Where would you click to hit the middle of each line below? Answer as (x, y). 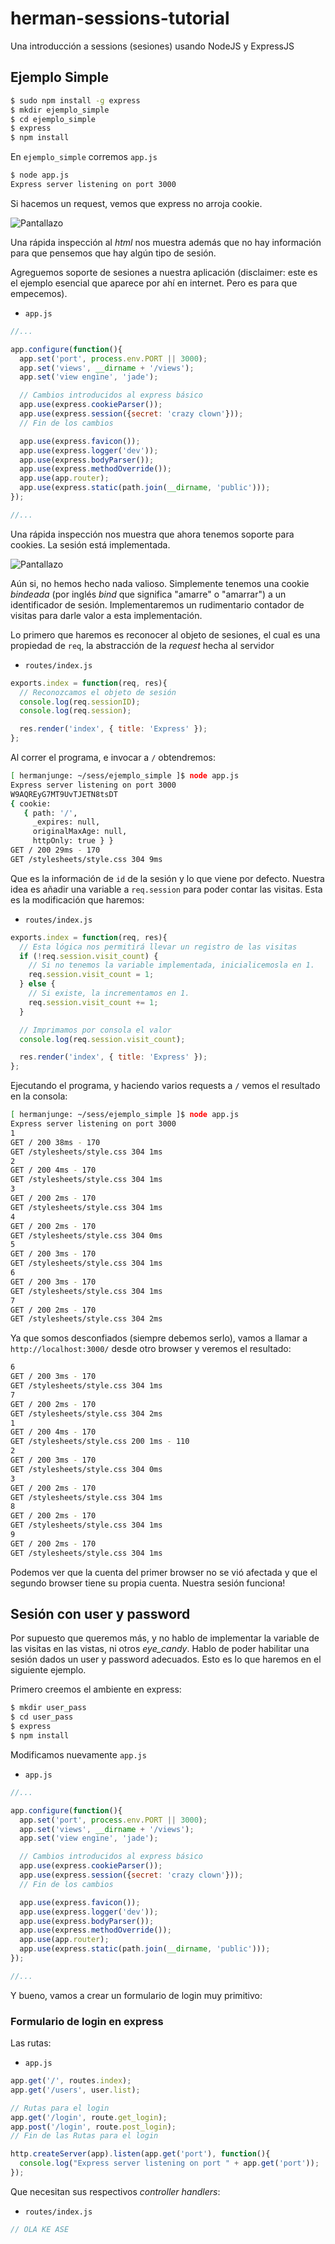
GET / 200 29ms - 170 (55, 850)
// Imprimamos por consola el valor (95, 1030)
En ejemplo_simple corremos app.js (84, 157)
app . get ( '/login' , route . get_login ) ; (89, 2117)
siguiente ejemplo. (48, 1670)
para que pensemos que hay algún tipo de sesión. (113, 253)
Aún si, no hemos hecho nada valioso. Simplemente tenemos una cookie (160, 583)
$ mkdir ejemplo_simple (60, 110)
